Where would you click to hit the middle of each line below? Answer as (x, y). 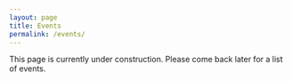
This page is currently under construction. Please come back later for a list (146, 60)
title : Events (36, 26)
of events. (28, 69)
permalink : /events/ (48, 34)
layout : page (33, 17)
